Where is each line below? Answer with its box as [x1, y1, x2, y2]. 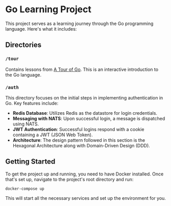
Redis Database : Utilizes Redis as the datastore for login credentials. [12, 110, 157, 116]
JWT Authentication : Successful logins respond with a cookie [12, 126, 144, 132]
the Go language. [5, 71, 42, 78]
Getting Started [5, 157, 56, 166]
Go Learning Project [5, 4, 92, 15]
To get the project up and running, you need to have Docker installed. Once [5, 171, 164, 177]
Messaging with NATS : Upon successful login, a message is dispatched [12, 115, 165, 121]
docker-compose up [5, 186, 44, 191]
